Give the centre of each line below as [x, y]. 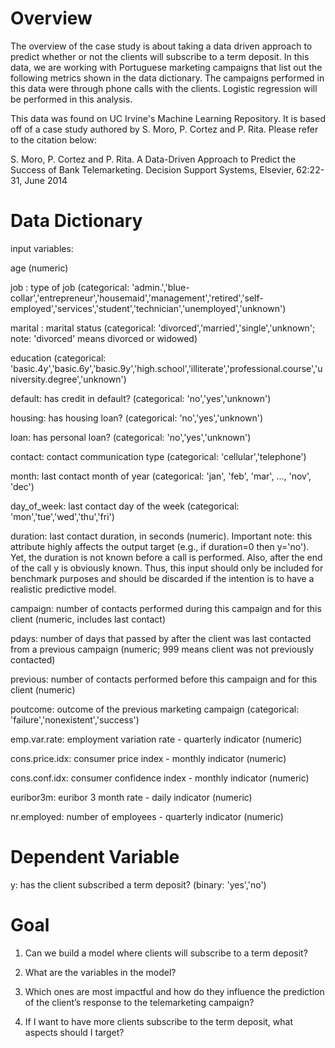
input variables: [42, 248]
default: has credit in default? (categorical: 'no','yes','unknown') [141, 398]
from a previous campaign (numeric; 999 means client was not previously [162, 649]
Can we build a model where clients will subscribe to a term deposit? [166, 953]
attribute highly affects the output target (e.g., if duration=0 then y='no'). [160, 546]
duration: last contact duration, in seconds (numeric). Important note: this [161, 536]
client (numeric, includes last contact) [88, 619]
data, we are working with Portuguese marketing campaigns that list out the [166, 67]
